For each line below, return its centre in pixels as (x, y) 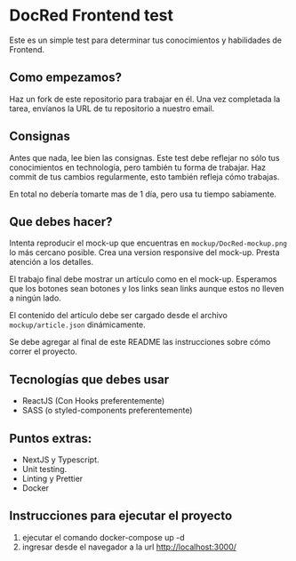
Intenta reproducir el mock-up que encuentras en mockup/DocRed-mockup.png (148, 243)
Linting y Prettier (52, 478)
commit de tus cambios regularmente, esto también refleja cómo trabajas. (144, 176)
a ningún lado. (36, 298)
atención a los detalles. (52, 262)
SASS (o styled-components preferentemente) (107, 411)
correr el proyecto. (44, 351)
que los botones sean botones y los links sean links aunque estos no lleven (147, 289)
